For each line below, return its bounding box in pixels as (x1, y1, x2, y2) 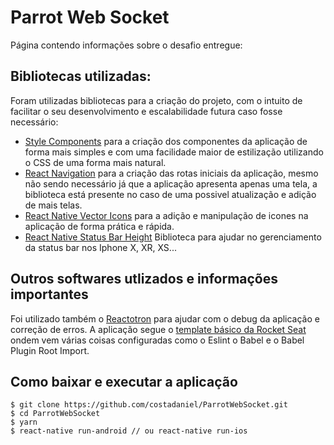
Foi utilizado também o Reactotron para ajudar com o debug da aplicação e (10, 312, 320, 325)
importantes (10, 286, 89, 303)
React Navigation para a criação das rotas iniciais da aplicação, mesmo (24, 167, 319, 179)
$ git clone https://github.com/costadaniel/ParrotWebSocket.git (10, 400, 288, 410)
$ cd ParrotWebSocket (10, 409, 101, 419)
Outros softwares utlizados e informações (10, 271, 279, 288)
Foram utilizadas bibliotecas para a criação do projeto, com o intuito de (10, 94, 303, 106)
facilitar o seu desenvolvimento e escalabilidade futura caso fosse (10, 105, 283, 117)
